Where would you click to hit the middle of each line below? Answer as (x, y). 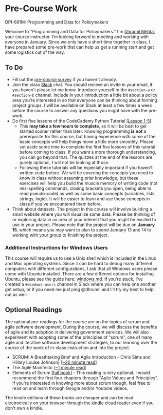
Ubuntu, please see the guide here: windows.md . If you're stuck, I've (74, 279)
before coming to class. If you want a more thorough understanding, (88, 152)
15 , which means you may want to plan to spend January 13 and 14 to (82, 229)
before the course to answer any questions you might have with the (80, 110)
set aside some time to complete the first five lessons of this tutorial (87, 146)
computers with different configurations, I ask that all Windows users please (81, 269)
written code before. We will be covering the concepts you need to (86, 173)
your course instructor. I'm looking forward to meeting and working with (77, 37)
